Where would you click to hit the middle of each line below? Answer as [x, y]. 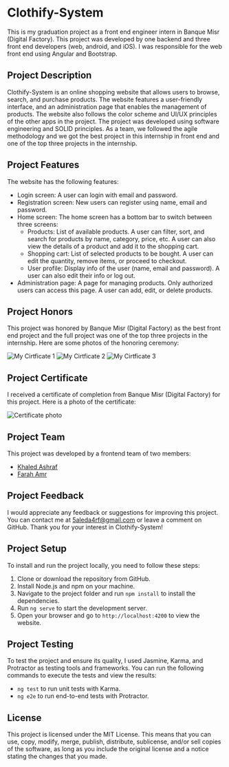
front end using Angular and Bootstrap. [63, 54]
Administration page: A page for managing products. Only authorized [115, 283]
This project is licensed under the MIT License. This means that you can [109, 735]
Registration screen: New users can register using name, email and [112, 202]
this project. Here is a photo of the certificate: [72, 402]
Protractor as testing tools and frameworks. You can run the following [106, 668]
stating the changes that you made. [57, 757]
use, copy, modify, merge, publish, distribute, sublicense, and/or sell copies [114, 742]
